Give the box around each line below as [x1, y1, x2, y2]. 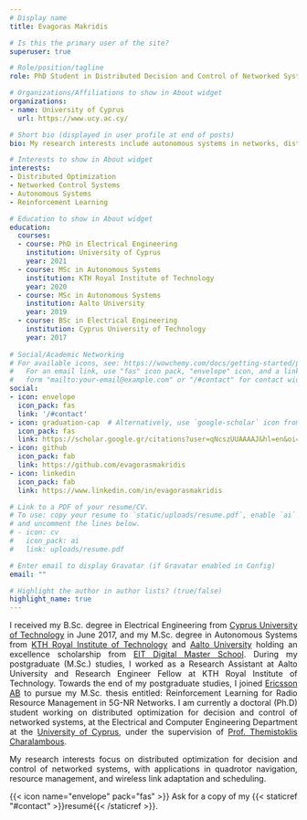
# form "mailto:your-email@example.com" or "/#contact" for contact [9, 375, 284, 384]
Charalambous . [9, 736, 67, 747]
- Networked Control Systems [9, 181, 121, 190]
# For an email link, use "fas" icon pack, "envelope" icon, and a [9, 367, 281, 376]
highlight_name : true [9, 594, 92, 604]
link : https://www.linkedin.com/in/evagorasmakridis [17, 486, 223, 495]
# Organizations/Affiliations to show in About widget [9, 89, 223, 98]
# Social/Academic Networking [9, 350, 125, 359]
